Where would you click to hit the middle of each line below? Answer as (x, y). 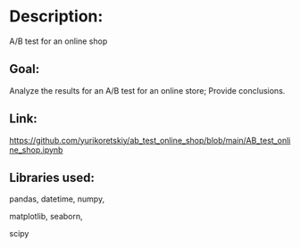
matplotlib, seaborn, (46, 217)
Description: (56, 17)
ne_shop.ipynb (36, 150)
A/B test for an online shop (58, 41)
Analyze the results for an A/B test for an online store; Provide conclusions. (147, 90)
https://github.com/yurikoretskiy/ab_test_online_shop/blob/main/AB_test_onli (150, 140)
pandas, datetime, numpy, (57, 199)
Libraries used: (52, 177)
